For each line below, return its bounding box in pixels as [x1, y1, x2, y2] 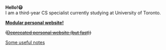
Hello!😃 [5, 5, 23, 10]
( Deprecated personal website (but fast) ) [5, 30, 92, 35]
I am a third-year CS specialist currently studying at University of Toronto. [5, 10, 161, 16]
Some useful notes [5, 39, 45, 45]
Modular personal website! [5, 20, 64, 26]
